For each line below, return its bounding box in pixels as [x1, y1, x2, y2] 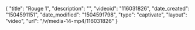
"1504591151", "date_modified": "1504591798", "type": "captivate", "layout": [5, 11, 187, 18]
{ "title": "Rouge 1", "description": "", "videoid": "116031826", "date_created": [5, 5, 190, 12]
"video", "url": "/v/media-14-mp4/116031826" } [5, 18, 118, 24]
